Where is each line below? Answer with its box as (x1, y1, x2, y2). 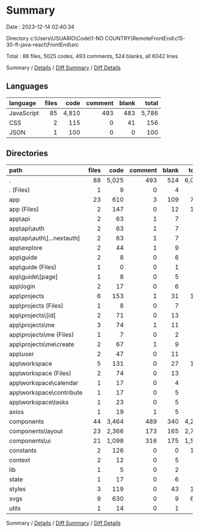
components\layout (9, 427, 63, 435)
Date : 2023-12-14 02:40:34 (6, 23, 75, 30)
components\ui (9, 436, 52, 445)
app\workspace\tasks (9, 398, 69, 406)
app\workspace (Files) (9, 369, 72, 377)
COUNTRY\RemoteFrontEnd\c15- (104, 34, 185, 42)
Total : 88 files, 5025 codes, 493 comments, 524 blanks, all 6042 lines (6, 52, 178, 59)
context (9, 455, 31, 464)
